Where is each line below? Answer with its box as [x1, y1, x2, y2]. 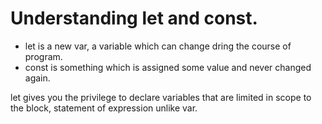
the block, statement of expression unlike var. [10, 102, 198, 114]
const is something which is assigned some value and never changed [24, 61, 312, 73]
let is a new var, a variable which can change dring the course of [24, 40, 292, 52]
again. [24, 72, 51, 84]
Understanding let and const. [10, 7, 258, 30]
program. [24, 50, 63, 62]
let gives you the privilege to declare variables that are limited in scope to [10, 91, 312, 103]
